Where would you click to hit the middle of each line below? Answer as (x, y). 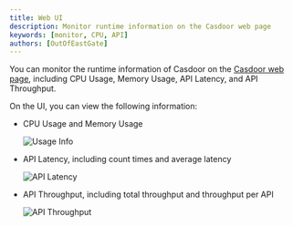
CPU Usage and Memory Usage (83, 124)
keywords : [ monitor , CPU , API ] (69, 35)
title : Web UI (37, 18)
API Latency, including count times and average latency (127, 159)
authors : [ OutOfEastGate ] (58, 43)
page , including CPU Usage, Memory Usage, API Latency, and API (134, 79)
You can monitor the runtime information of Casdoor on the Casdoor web (147, 69)
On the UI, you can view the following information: (104, 107)
